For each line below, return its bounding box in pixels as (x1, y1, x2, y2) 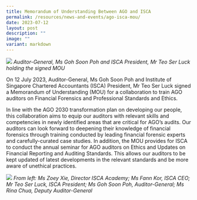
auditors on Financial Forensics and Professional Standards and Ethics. (6, 95, 178, 102)
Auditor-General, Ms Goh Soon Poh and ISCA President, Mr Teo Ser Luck (13, 58, 191, 65)
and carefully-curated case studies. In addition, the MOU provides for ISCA (6, 137, 188, 144)
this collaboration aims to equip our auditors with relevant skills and (6, 112, 169, 119)
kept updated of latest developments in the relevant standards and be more (6, 156, 189, 163)
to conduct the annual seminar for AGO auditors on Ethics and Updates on (6, 144, 186, 151)
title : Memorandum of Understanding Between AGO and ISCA (6, 8, 151, 15)
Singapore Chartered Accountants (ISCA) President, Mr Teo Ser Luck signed (6, 82, 191, 89)
